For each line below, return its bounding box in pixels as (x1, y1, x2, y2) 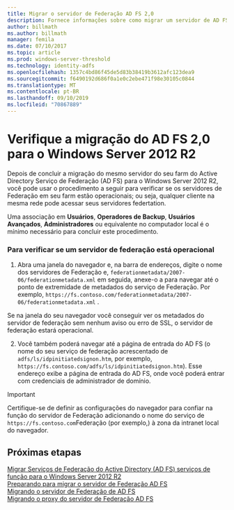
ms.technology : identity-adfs (7, 62, 95, 69)
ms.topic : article (7, 50, 61, 57)
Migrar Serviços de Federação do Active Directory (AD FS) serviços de (7, 465, 211, 473)
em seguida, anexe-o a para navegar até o (97, 275, 219, 284)
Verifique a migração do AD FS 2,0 (7, 131, 210, 147)
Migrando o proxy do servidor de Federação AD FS (7, 494, 154, 503)
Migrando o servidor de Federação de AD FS (7, 487, 136, 495)
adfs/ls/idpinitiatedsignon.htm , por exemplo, (17, 354, 153, 363)
